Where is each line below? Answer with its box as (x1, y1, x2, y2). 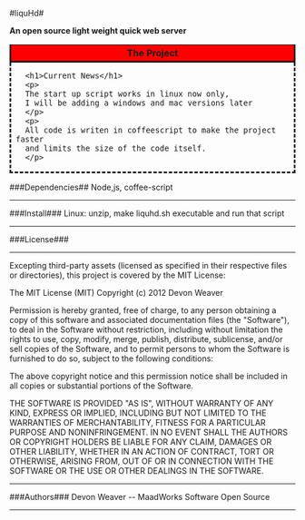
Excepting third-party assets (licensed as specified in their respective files (9, 260, 288, 270)
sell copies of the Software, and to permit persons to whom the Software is (9, 344, 290, 354)
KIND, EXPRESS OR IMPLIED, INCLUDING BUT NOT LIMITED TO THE (9, 407, 267, 418)
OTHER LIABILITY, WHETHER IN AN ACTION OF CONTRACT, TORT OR (9, 446, 274, 456)
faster (15, 134, 44, 144)
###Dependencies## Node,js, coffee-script (9, 182, 173, 192)
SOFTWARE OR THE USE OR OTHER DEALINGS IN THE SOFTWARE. (9, 466, 264, 476)
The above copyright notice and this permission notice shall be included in (9, 371, 288, 381)
